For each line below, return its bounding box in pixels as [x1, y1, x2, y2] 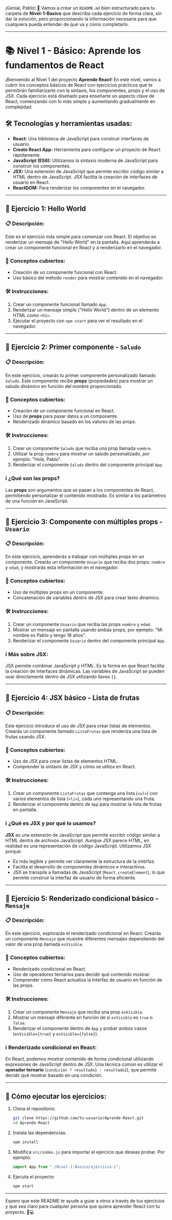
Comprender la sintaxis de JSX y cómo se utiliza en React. [12, 764, 136, 770]
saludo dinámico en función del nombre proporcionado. [5, 383, 123, 389]
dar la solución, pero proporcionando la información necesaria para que [5, 16, 157, 22]
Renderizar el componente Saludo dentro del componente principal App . [12, 461, 163, 468]
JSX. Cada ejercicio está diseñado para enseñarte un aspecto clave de [5, 93, 155, 99]
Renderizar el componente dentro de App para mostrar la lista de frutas [12, 801, 162, 807]
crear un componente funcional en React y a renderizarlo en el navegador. [5, 245, 162, 251]
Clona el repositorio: [12, 1105, 56, 1112]
